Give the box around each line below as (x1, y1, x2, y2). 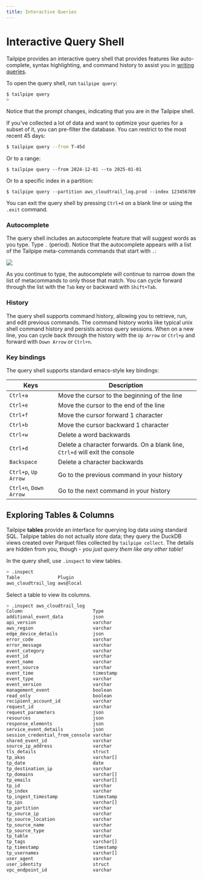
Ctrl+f (9, 412, 28, 419)
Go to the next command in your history (58, 487, 170, 495)
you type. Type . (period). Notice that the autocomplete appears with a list (6, 241, 192, 248)
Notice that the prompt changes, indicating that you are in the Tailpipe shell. (6, 108, 195, 115)
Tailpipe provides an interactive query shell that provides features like (6, 55, 179, 62)
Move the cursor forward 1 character (58, 411, 163, 420)
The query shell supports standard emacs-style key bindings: (6, 367, 159, 374)
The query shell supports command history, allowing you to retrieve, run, (6, 312, 187, 319)
